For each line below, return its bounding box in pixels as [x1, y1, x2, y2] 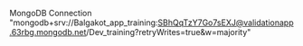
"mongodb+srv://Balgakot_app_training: [9, 17, 158, 28]
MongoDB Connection [9, 8, 92, 18]
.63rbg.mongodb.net [9, 27, 87, 37]
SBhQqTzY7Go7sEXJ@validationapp [157, 17, 294, 28]
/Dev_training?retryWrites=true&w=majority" [85, 27, 251, 37]
